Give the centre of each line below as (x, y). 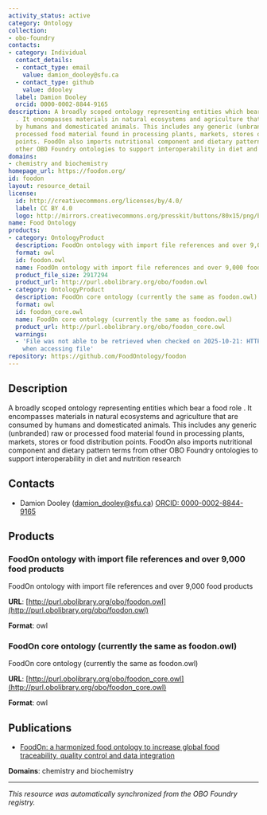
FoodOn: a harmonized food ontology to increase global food (120, 747)
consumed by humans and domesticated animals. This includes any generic (132, 425)
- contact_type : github (54, 82)
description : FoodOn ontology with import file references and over (131, 245)
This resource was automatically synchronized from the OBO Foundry (123, 794)
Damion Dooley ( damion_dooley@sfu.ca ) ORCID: (99, 503)
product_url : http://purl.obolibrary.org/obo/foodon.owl (112, 282)
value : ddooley (48, 90)
